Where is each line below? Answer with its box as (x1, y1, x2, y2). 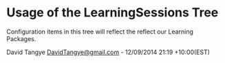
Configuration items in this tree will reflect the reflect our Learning (6, 27, 194, 36)
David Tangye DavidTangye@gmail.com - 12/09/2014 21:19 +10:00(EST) (6, 48, 211, 56)
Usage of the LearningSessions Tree (6, 5, 219, 21)
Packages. (6, 34, 36, 42)
